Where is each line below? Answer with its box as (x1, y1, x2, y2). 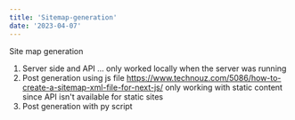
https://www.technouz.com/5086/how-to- (126, 72, 282, 83)
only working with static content (164, 82, 283, 92)
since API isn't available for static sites (21, 91, 163, 102)
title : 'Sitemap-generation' (9, 12, 118, 22)
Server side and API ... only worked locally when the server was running (21, 63, 287, 74)
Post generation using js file (21, 72, 125, 83)
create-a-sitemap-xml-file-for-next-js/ (21, 82, 163, 92)
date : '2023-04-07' (9, 21, 82, 30)
